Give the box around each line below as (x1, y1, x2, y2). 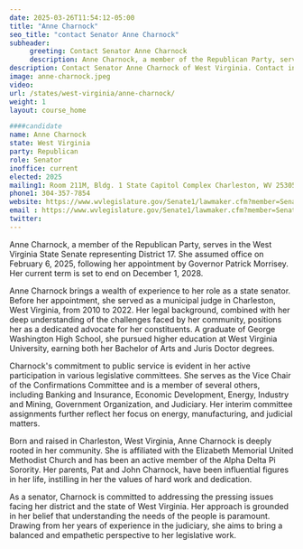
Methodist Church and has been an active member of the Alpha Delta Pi (9, 454, 277, 465)
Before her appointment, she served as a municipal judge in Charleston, (9, 294, 277, 305)
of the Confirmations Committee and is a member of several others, (9, 379, 261, 390)
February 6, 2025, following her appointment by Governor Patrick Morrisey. (9, 258, 289, 269)
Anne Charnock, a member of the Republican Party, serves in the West (9, 238, 272, 249)
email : (9, 206, 39, 215)
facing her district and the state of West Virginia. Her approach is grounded (9, 500, 289, 511)
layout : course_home (9, 106, 87, 115)
